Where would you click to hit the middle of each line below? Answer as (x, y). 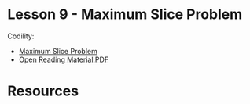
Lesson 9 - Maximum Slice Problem (125, 14)
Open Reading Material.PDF (64, 59)
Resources (43, 91)
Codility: (21, 36)
